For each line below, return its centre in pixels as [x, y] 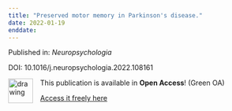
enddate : [22, 30]
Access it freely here [74, 98]
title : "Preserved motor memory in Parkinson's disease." [105, 15]
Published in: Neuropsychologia [60, 53]
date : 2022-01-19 [37, 23]
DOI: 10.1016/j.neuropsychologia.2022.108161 [81, 68]
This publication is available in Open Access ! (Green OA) [132, 83]
